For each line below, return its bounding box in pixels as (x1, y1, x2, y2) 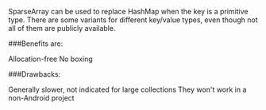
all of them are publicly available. (8, 24, 116, 32)
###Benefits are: (8, 39, 64, 48)
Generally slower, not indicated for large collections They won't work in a (8, 85, 247, 94)
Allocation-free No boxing (8, 55, 93, 63)
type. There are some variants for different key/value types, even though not (8, 15, 258, 25)
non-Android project (8, 93, 75, 102)
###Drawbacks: (8, 70, 61, 78)
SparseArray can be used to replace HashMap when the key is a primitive (8, 7, 249, 16)
